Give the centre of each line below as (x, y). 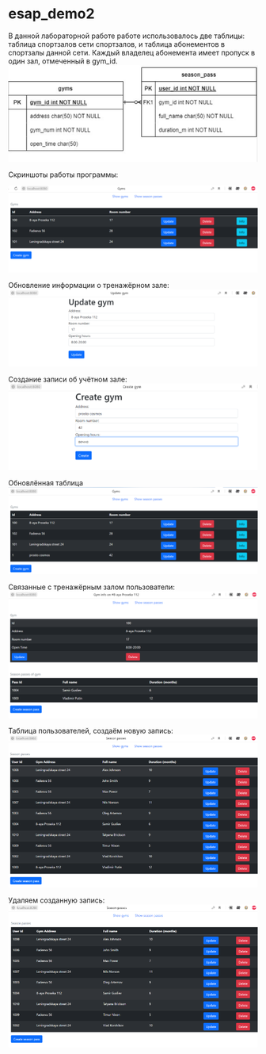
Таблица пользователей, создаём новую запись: (91, 730)
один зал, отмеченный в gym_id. (63, 61)
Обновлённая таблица (46, 483)
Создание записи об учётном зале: (68, 379)
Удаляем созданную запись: (57, 900)
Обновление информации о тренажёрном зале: (89, 286)
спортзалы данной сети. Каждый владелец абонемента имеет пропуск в (132, 52)
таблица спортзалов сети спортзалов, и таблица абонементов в (117, 44)
